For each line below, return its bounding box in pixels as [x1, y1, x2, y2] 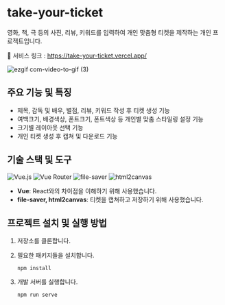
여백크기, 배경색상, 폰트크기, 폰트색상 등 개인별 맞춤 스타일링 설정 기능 [16, 114, 204, 123]
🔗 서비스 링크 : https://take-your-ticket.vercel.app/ [7, 51, 147, 60]
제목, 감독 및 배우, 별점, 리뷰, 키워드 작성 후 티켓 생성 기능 [16, 106, 170, 114]
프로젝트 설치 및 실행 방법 [7, 217, 108, 229]
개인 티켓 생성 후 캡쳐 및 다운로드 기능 [16, 132, 118, 140]
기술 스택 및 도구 [7, 154, 72, 166]
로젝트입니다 [7, 36, 41, 45]
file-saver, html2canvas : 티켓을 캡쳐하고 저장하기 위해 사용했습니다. [16, 195, 204, 204]
